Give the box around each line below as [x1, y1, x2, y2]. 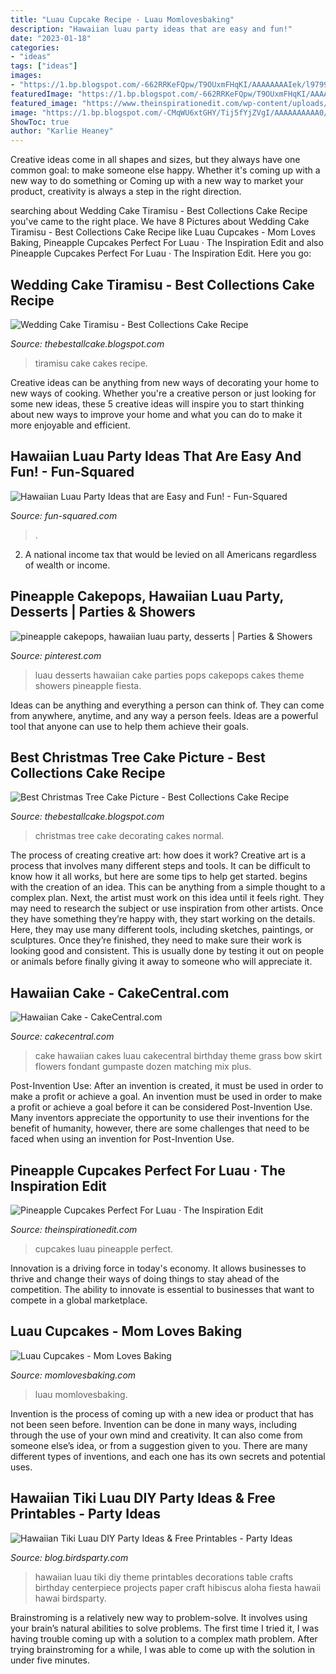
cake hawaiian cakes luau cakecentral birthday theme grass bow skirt [34, 1050, 322, 1062]
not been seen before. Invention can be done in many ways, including [10, 1418, 298, 1430]
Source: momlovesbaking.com [10, 1369, 137, 1381]
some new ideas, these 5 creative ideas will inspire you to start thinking [10, 397, 305, 410]
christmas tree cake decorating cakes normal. [34, 830, 225, 842]
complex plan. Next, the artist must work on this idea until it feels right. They [10, 892, 325, 904]
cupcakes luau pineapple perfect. [34, 1243, 174, 1255]
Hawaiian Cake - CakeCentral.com [10, 984, 230, 1001]
